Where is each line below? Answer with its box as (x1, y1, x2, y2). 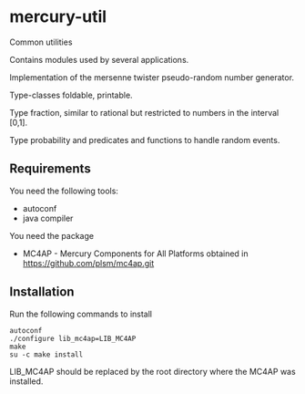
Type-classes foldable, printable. (9, 89, 134, 100)
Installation (9, 285, 75, 300)
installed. (9, 376, 44, 387)
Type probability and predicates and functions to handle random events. (9, 134, 280, 145)
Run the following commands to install (9, 308, 153, 319)
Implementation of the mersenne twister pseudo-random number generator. (9, 71, 294, 83)
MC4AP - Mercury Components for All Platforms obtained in (22, 248, 249, 259)
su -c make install (9, 349, 84, 359)
